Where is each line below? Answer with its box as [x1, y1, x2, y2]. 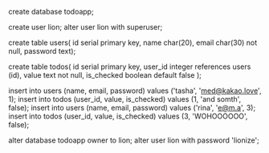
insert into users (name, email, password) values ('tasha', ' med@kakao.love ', [8, 86, 262, 95]
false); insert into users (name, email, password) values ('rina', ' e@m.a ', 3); [8, 103, 256, 112]
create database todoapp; [8, 7, 94, 16]
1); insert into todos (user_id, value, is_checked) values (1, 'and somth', [8, 95, 242, 103]
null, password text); [8, 46, 76, 55]
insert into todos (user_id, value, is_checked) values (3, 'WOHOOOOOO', [8, 111, 248, 121]
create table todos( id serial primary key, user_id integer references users [8, 62, 251, 71]
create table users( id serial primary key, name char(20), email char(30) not [8, 38, 258, 47]
